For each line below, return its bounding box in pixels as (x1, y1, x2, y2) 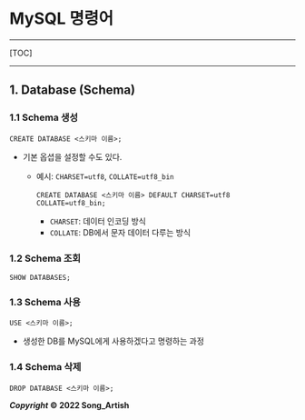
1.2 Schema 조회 (9, 252, 82, 265)
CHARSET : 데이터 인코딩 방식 (49, 215, 147, 226)
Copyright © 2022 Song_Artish (9, 399, 130, 410)
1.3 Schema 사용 (9, 295, 82, 308)
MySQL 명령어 (9, 8, 114, 29)
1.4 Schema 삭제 (9, 361, 82, 374)
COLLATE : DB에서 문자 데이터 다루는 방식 (49, 226, 192, 237)
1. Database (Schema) (9, 83, 136, 98)
